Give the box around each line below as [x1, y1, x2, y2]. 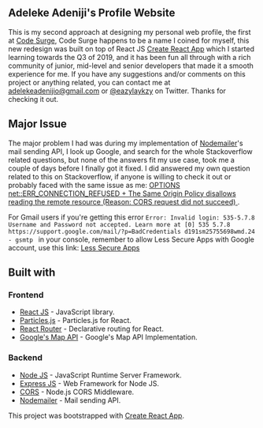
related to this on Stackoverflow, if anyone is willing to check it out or [8, 171, 232, 181]
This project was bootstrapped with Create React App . [8, 411, 185, 420]
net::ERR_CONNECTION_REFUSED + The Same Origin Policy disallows [8, 189, 236, 198]
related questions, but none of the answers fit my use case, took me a [8, 155, 235, 164]
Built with [8, 266, 56, 280]
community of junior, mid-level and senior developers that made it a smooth [8, 61, 254, 70]
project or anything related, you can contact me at [8, 77, 171, 87]
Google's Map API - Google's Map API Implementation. [19, 332, 198, 342]
